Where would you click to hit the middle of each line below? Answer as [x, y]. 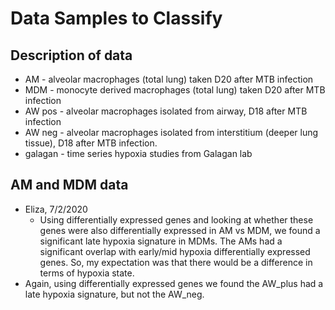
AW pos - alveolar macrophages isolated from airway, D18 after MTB [166, 111]
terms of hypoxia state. [87, 273]
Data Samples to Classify [116, 18]
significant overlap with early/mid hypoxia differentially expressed [175, 251]
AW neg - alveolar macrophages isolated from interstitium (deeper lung [171, 132]
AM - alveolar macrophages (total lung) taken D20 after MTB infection [169, 79]
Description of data [71, 55]
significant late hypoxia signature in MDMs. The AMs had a [161, 241]
